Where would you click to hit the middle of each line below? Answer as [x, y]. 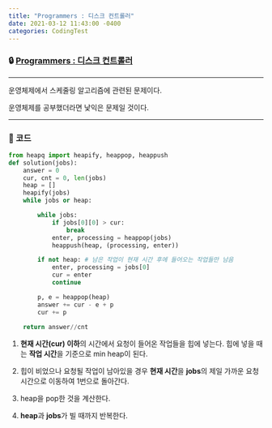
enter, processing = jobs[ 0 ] [101, 267]
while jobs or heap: [57, 201]
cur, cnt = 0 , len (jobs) [65, 178]
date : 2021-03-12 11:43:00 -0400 [65, 24]
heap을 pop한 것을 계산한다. [65, 399]
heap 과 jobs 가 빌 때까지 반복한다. [74, 416]
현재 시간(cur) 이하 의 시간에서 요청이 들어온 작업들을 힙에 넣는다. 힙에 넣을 [137, 344]
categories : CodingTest [49, 31]
